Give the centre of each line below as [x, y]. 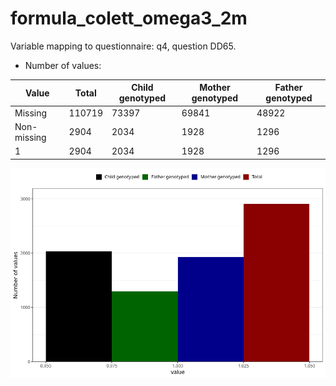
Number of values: [63, 65]
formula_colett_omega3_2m [129, 18]
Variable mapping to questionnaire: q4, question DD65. [123, 46]
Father [288, 88]
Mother [215, 88]
